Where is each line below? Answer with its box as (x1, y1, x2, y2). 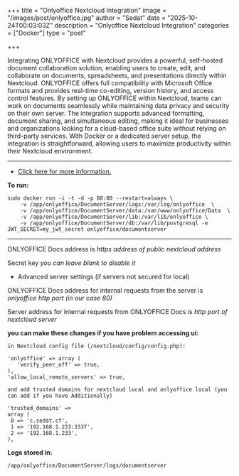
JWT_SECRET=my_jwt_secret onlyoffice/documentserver (7, 226, 167, 233)
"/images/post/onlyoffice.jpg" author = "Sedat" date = (7, 13, 166, 22)
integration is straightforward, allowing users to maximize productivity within (7, 139, 231, 148)
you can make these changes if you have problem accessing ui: (7, 329, 199, 337)
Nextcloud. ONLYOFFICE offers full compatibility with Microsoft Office (7, 79, 213, 87)
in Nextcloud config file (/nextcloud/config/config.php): (7, 342, 186, 350)
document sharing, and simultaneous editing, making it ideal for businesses (7, 117, 229, 125)
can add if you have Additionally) (7, 392, 113, 399)
